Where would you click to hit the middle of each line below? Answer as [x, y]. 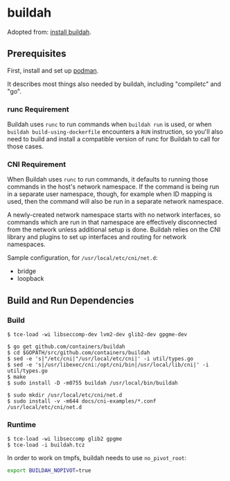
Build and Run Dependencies [71, 300]
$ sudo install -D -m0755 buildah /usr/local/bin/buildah [92, 383]
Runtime [22, 424]
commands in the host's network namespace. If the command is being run [113, 187]
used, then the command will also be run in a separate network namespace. [115, 202]
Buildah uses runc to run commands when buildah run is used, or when [109, 124]
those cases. [25, 146]
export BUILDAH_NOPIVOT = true [49, 471]
